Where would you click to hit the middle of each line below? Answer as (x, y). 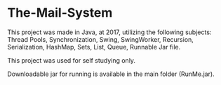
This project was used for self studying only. (71, 60)
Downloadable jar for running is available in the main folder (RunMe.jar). (111, 74)
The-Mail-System (60, 13)
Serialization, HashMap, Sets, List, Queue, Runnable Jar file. (94, 47)
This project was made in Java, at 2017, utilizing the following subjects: (109, 32)
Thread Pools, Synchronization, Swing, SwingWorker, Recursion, (101, 39)
